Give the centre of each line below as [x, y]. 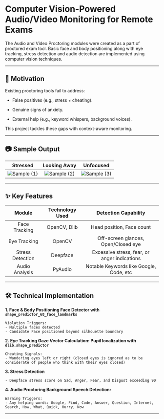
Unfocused [96, 165]
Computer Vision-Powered [61, 9]
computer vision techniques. [34, 59]
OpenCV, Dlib [62, 227]
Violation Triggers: [26, 323]
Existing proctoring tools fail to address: [45, 90]
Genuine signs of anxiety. [38, 110]
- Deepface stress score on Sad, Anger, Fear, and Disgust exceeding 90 [81, 381]
